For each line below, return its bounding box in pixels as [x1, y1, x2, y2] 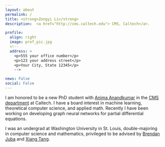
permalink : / [5, 12, 32, 17]
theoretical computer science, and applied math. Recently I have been [5, 105, 149, 111]
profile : [5, 30, 23, 35]
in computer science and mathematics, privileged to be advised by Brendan [5, 131, 160, 137]
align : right [9, 35, 37, 40]
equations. [5, 116, 27, 122]
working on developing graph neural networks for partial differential [5, 110, 144, 116]
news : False [5, 76, 30, 81]
